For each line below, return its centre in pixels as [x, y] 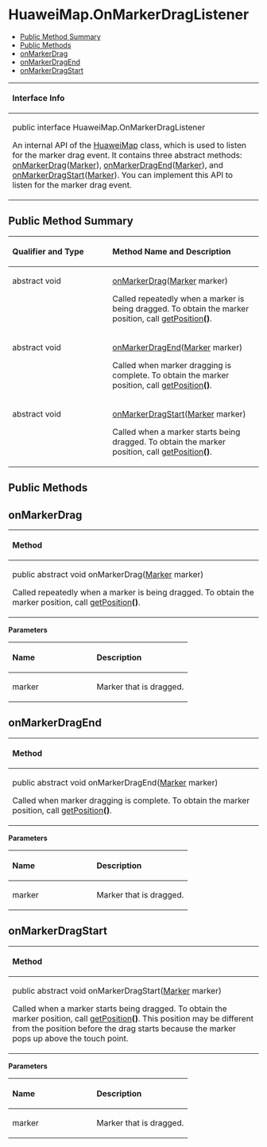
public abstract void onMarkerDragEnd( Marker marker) [115, 782]
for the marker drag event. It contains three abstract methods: [127, 155]
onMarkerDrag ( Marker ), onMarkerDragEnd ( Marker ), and [118, 165]
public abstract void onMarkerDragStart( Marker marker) [117, 990]
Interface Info [39, 98]
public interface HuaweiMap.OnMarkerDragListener [108, 127]
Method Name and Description [172, 251]
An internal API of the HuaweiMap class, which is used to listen [130, 145]
